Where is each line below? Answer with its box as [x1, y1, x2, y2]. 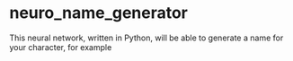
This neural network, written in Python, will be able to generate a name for [9, 32, 284, 43]
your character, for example [9, 41, 112, 52]
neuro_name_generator [9, 3, 189, 23]
